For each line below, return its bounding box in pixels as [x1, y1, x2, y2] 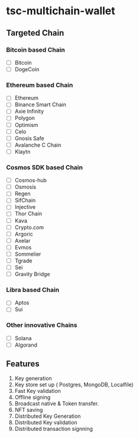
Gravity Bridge [14, 271, 50, 278]
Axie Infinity [14, 108, 44, 115]
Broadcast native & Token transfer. [14, 399, 99, 407]
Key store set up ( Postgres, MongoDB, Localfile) [14, 381, 134, 388]
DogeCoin [14, 65, 40, 72]
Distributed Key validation [14, 418, 78, 426]
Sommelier [14, 250, 41, 258]
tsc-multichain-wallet [6, 4, 115, 18]
